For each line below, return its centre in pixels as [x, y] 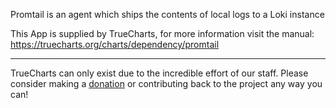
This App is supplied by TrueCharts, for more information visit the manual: [162, 33]
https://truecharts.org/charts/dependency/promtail [115, 44]
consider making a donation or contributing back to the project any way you [166, 83]
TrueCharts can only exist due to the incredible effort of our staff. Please [159, 73]
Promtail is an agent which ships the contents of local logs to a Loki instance [167, 14]
